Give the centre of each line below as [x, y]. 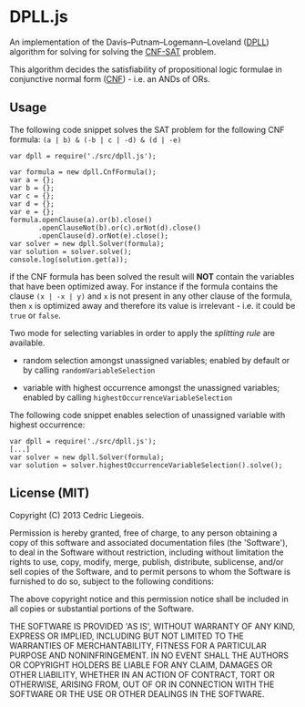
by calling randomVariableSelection [89, 370]
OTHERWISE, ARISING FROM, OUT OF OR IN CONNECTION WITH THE [142, 684]
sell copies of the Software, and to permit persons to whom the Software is [150, 571]
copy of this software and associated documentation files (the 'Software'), [149, 542]
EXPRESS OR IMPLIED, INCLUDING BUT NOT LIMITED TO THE [127, 636]
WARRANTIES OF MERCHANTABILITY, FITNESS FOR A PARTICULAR [138, 645]
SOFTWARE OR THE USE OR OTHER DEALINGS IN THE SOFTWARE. [137, 693]
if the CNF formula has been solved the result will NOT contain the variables [152, 276]
